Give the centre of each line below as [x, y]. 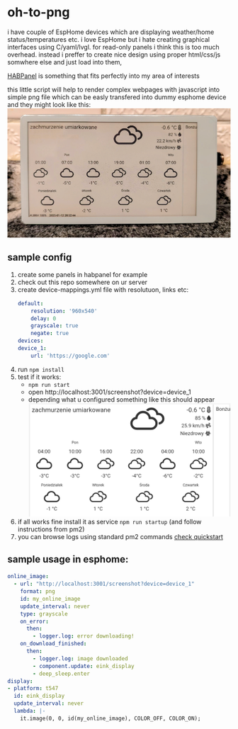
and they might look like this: [49, 104]
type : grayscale [44, 614]
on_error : [35, 621]
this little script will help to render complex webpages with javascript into [114, 89]
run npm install [41, 369]
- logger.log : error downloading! [84, 636]
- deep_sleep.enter [62, 674]
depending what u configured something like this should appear [121, 399]
